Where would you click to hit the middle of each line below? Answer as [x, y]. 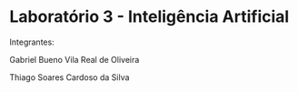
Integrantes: [32, 42]
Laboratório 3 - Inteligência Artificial [149, 17]
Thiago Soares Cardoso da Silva [70, 77]
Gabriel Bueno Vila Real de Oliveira [74, 59]
